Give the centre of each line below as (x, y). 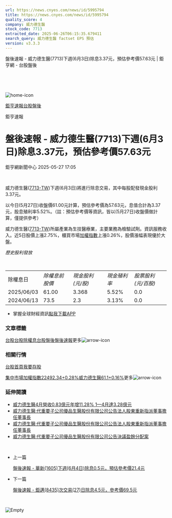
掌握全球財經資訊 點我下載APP (44, 313)
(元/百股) (145, 283)
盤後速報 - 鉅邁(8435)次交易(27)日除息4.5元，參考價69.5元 (75, 490)
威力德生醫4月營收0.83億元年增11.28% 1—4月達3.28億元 (72, 404)
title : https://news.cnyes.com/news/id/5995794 (57, 15)
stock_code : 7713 (24, 29)
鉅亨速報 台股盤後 (23, 105)
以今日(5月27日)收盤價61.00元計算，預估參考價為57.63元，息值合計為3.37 (83, 205)
